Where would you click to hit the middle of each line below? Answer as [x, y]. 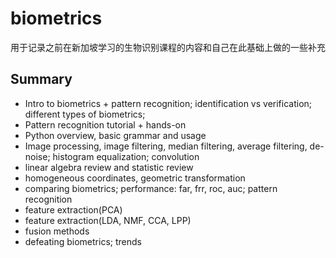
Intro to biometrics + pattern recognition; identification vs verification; [168, 103]
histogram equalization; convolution [126, 156]
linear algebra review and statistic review [109, 167]
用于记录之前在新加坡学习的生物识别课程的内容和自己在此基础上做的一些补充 [168, 47]
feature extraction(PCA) [73, 209]
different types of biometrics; [85, 114]
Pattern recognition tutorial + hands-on [105, 124]
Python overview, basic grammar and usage [115, 135]
